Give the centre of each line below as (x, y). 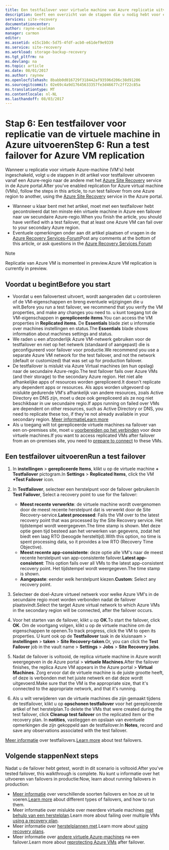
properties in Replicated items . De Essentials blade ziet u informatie (83, 323)
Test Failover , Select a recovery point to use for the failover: (75, 494)
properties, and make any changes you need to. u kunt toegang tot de (85, 312)
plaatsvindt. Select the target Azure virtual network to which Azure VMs (86, 605)
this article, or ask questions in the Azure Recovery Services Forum (82, 244)
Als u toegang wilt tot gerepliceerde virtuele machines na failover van (84, 425)
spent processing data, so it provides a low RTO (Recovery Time (87, 542)
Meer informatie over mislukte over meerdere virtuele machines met (83, 810)
